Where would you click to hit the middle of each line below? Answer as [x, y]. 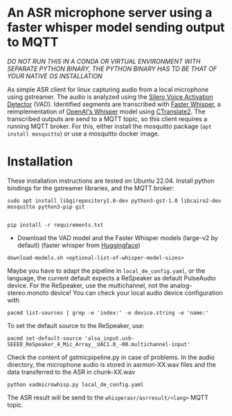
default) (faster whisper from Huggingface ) [79, 245]
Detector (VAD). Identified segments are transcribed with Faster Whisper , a [114, 104]
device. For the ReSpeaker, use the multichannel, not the [88, 285]
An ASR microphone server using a [110, 13]
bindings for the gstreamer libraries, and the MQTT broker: [91, 188]
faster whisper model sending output [116, 27]
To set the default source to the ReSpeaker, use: [76, 325]
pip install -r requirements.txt [55, 225]
